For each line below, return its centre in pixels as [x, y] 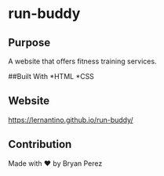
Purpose [29, 43]
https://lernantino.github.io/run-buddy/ [71, 120]
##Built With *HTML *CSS [51, 76]
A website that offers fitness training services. [82, 61]
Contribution [40, 144]
